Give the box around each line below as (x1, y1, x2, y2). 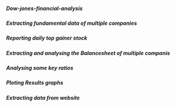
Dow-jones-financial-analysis (6, 5, 83, 12)
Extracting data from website (6, 94, 80, 101)
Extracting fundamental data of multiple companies (6, 20, 137, 27)
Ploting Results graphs (6, 79, 63, 86)
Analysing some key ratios (6, 64, 73, 72)
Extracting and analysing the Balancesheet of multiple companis (6, 49, 171, 56)
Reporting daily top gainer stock (6, 34, 88, 41)
